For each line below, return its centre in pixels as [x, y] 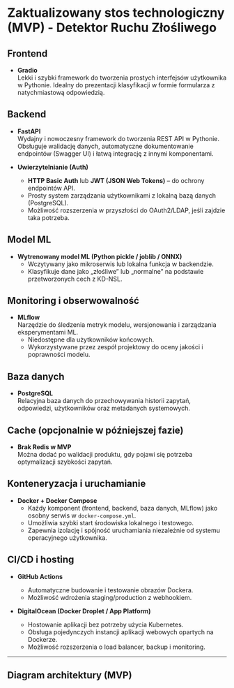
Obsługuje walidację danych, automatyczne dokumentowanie [105, 146]
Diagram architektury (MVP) [70, 675]
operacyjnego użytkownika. [68, 537]
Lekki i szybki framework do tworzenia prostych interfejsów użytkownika [122, 78]
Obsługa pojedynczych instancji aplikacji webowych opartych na [120, 632]
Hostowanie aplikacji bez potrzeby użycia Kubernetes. [106, 624]
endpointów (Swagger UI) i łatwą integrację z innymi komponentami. [115, 153]
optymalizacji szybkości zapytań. [65, 462]
